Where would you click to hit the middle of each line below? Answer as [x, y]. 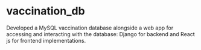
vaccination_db [46, 11]
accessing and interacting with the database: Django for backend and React [101, 34]
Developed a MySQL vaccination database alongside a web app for [90, 28]
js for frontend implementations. [46, 40]
